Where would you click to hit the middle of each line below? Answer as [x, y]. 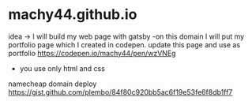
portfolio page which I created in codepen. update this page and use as [124, 44]
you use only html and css [62, 68]
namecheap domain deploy [53, 84]
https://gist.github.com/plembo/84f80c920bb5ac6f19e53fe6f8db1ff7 [120, 92]
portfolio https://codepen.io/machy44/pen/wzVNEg [92, 53]
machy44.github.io [73, 15]
